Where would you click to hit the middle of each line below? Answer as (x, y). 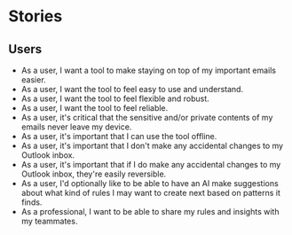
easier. (33, 80)
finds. (32, 202)
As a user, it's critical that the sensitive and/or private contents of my (147, 117)
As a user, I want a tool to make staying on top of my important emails (149, 70)
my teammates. (49, 221)
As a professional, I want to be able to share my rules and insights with (150, 211)
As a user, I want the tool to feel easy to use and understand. (132, 89)
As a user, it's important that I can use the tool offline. (119, 136)
